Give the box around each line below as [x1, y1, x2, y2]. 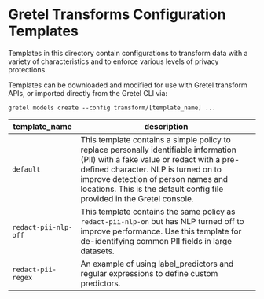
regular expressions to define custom [80, 268, 218, 279]
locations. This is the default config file [80, 183, 224, 194]
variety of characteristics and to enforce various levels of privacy [8, 57, 219, 66]
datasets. [80, 245, 115, 257]
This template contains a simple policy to [80, 134, 232, 145]
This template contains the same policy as [80, 206, 236, 217]
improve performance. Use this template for [80, 226, 242, 237]
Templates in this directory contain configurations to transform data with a [8, 48, 248, 57]
